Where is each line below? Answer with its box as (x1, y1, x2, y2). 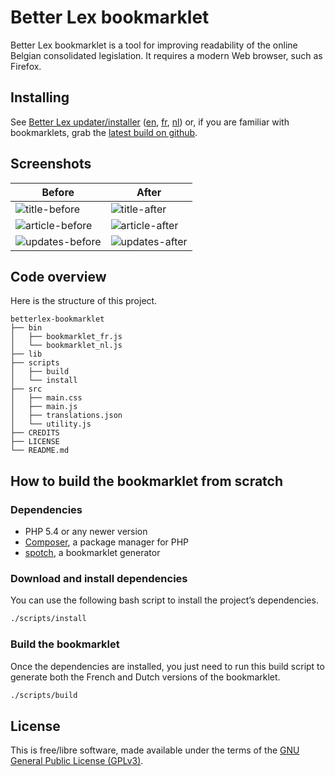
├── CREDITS (10, 428, 60, 438)
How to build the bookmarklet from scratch (10, 472, 284, 490)
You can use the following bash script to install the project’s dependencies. (10, 594, 319, 606)
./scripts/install (10, 614, 87, 624)
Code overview (10, 268, 107, 285)
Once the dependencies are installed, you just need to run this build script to (10, 660, 325, 672)
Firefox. (10, 60, 42, 72)
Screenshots (10, 156, 92, 173)
